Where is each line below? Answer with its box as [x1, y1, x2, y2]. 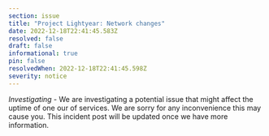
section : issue [8, 11, 60, 20]
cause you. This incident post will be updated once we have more [8, 111, 228, 121]
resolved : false [8, 34, 63, 43]
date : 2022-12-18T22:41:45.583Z [8, 27, 118, 35]
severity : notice [8, 72, 67, 80]
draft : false [8, 42, 53, 50]
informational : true [8, 49, 79, 57]
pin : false [8, 57, 46, 66]
